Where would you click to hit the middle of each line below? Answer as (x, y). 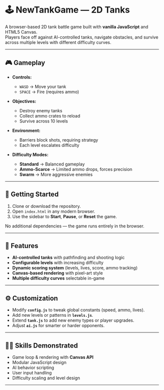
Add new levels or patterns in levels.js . (53, 315)
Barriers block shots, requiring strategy (59, 140)
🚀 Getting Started (32, 195)
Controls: (22, 77)
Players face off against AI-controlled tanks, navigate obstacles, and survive (82, 37)
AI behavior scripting (33, 368)
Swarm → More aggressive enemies (56, 174)
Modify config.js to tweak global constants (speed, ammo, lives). (78, 310)
